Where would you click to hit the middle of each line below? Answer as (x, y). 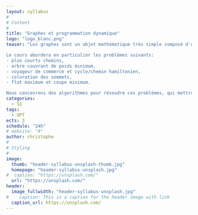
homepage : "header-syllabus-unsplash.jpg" (64, 170)
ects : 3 (16, 120)
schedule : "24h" (26, 126)
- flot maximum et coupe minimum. (49, 82)
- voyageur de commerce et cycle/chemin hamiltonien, (74, 71)
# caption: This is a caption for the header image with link (88, 197)
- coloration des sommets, (39, 77)
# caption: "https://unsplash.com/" (52, 175)
